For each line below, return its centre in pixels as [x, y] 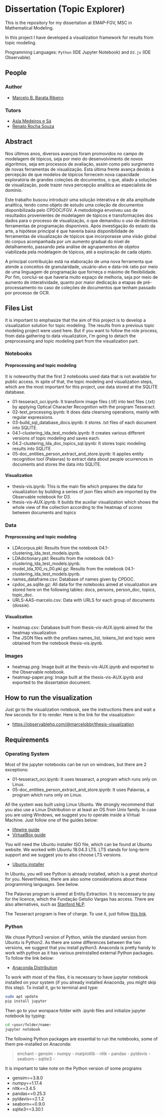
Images [14, 656]
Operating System [27, 754]
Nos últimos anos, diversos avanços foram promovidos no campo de [74, 153]
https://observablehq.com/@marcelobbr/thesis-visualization [73, 724]
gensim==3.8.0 [27, 1078]
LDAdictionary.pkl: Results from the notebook [58, 558]
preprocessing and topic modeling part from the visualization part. [72, 341]
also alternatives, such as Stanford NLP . [45, 904]
